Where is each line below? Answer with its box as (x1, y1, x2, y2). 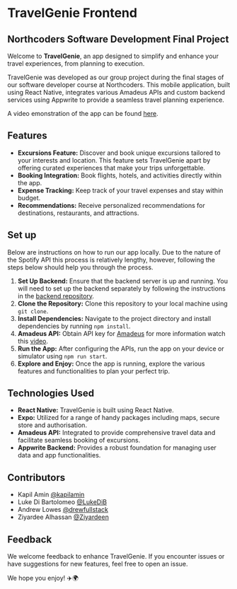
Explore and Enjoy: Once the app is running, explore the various (17, 359, 205, 368)
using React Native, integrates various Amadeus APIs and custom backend (7, 88, 225, 96)
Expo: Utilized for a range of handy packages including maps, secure (17, 414, 220, 422)
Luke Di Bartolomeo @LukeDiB (17, 498, 108, 506)
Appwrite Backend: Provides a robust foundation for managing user (17, 443, 217, 452)
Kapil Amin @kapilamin (17, 490, 85, 499)
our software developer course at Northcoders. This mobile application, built (7, 81, 231, 89)
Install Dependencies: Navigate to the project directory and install (17, 314, 212, 322)
